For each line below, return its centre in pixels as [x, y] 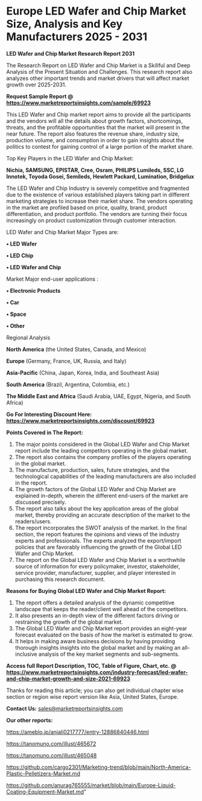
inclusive [26, 654]
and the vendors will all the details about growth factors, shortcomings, [94, 121]
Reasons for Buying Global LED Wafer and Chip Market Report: [86, 590]
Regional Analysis [28, 338]
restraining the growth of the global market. [69, 622]
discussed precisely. [40, 502]
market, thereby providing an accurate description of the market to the [103, 515]
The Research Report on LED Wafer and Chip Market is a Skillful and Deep [99, 65]
